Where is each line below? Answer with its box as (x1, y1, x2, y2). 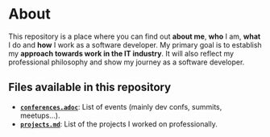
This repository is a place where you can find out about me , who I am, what (8, 31, 261, 41)
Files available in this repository (8, 81, 172, 94)
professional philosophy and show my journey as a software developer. (8, 57, 245, 67)
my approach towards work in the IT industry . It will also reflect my (8, 48, 235, 58)
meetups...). (19, 110, 60, 120)
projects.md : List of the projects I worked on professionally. (19, 118, 218, 129)
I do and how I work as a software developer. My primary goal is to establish (8, 39, 262, 49)
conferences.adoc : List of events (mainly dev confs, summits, (19, 102, 222, 111)
